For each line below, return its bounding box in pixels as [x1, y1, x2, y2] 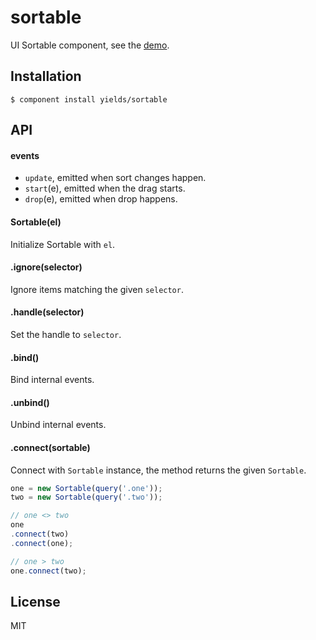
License [10, 593, 61, 610]
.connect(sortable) [10, 441, 91, 453]
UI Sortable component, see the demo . [10, 39, 170, 51]
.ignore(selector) [10, 261, 83, 273]
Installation [10, 68, 82, 85]
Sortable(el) [10, 216, 62, 228]
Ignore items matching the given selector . [10, 283, 184, 295]
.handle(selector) [10, 306, 85, 318]
